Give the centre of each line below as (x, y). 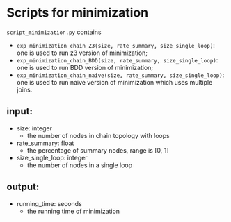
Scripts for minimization (78, 13)
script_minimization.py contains (54, 32)
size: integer (34, 128)
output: (23, 187)
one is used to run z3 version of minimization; (82, 53)
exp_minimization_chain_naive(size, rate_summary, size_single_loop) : (120, 75)
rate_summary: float (45, 143)
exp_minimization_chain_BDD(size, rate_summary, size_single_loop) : (117, 60)
